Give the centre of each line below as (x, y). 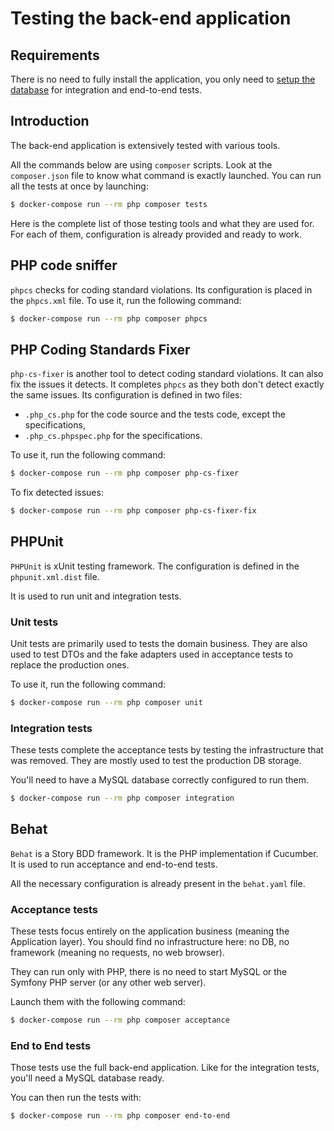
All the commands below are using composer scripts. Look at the (141, 164)
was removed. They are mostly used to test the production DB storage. (156, 761)
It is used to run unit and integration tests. (96, 596)
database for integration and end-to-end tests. (106, 90)
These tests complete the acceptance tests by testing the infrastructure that (167, 750)
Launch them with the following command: (98, 1002)
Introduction (50, 121)
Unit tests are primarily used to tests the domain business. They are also (159, 644)
